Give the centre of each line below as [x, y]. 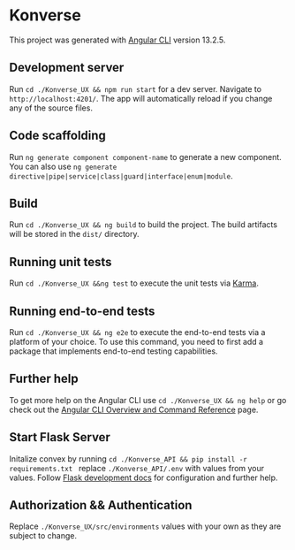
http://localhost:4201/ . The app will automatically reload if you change [141, 98]
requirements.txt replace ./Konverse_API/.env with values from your [137, 468]
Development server [67, 68]
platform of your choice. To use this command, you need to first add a [136, 342]
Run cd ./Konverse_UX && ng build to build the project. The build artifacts [144, 225]
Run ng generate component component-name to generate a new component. [146, 157]
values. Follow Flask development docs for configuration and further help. [144, 477]
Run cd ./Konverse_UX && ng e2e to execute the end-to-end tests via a [137, 332]
